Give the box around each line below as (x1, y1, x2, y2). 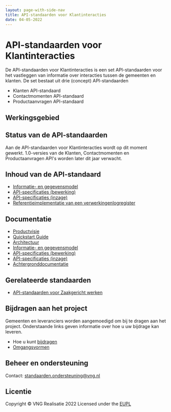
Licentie (5, 387, 32, 396)
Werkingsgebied (5, 113, 60, 122)
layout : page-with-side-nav (5, 7, 66, 13)
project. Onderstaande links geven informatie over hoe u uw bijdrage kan (5, 323, 160, 329)
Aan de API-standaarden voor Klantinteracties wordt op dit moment (5, 144, 147, 150)
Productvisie (12, 228, 40, 234)
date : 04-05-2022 (5, 17, 42, 22)
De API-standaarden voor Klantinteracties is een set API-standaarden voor (5, 67, 162, 73)
